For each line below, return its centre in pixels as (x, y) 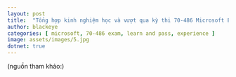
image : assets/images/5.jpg (48, 40)
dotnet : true (26, 46)
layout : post (26, 14)
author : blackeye (33, 27)
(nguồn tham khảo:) (36, 66)
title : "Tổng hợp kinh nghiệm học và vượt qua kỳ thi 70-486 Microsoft (116, 20)
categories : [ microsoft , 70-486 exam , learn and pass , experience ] (111, 33)
